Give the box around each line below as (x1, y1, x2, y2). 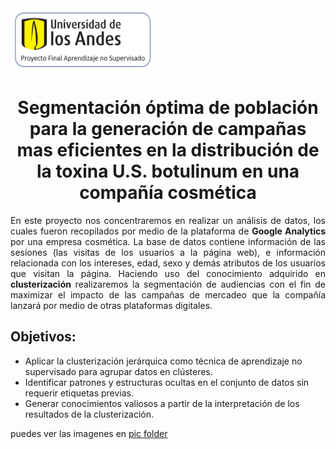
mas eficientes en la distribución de (16, 139, 320, 162)
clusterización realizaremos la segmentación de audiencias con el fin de (10, 278, 326, 290)
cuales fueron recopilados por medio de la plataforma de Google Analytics (10, 225, 327, 237)
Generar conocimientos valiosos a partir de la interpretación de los (24, 397, 300, 409)
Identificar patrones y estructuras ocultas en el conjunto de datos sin (24, 376, 310, 388)
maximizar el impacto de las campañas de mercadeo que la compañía (10, 288, 326, 301)
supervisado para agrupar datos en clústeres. (24, 365, 213, 377)
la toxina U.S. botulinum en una (36, 160, 300, 183)
